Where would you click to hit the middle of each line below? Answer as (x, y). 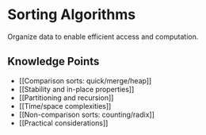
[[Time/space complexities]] (65, 106)
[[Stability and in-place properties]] (76, 89)
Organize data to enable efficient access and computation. (103, 37)
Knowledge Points (53, 62)
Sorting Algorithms (72, 15)
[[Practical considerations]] (63, 123)
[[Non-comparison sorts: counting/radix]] (87, 114)
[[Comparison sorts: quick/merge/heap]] (85, 80)
